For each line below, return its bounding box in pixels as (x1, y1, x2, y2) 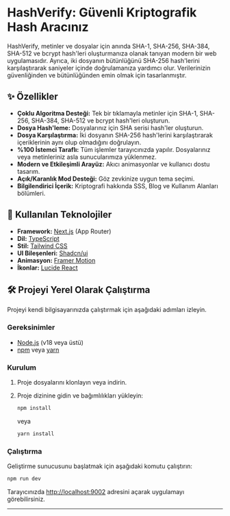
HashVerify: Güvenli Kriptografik (7, 5, 197, 21)
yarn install (16, 430, 55, 437)
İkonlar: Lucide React (16, 263, 78, 272)
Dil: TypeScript (16, 234, 60, 242)
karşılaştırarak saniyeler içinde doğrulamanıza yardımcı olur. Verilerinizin (7, 64, 211, 72)
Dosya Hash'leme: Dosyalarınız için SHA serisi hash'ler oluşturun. (16, 123, 204, 131)
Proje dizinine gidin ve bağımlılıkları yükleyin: (16, 391, 144, 400)
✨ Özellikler (7, 91, 58, 103)
